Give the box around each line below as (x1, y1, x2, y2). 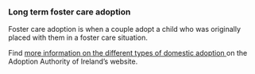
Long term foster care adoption (8, 6, 131, 18)
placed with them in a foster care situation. (8, 33, 149, 42)
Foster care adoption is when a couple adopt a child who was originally (8, 25, 241, 34)
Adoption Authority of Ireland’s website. (8, 56, 138, 66)
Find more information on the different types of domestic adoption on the (8, 49, 248, 58)
